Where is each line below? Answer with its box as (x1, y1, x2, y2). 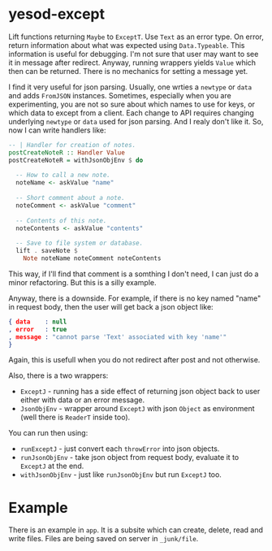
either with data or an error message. (19, 395, 145, 405)
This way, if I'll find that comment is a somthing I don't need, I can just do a (8, 269, 259, 279)
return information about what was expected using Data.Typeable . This (8, 40, 245, 50)
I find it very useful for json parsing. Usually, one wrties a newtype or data (8, 82, 253, 92)
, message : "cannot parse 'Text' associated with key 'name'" (8, 332, 227, 341)
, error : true (8, 325, 67, 333)
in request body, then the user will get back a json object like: (8, 302, 214, 311)
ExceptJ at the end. (19, 461, 84, 471)
